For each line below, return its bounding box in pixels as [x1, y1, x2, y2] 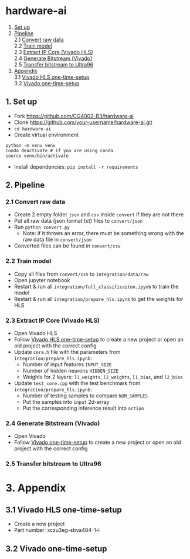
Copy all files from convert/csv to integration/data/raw [13, 270, 149, 277]
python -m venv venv [5, 142, 56, 148]
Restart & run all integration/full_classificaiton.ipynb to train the [13, 283, 179, 290]
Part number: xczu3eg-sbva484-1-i [13, 527, 100, 534]
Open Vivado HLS [13, 330, 57, 337]
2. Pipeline [5, 180, 45, 190]
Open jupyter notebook [13, 276, 70, 283]
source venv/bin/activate [5, 153, 69, 159]
